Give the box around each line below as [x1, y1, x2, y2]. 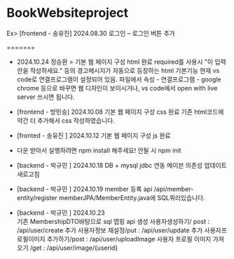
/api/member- [153, 185, 194, 193]
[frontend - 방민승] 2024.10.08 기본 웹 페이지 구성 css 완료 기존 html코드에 [16, 107, 224, 116]
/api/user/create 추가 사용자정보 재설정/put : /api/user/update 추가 [16, 226, 203, 234]
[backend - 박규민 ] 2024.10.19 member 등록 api [16, 185, 153, 193]
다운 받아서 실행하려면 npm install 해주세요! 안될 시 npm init [16, 146, 181, 154]
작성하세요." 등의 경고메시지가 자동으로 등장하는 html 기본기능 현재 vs [29, 66, 220, 74]
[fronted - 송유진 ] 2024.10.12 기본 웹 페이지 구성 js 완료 [16, 131, 171, 140]
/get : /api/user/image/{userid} [29, 244, 118, 252]
